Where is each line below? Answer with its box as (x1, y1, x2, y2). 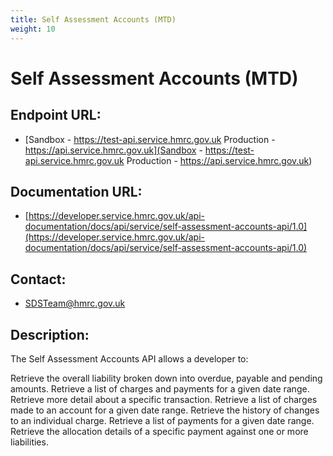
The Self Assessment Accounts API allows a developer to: (10, 352, 249, 365)
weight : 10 (10, 24, 56, 34)
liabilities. (10, 436, 49, 448)
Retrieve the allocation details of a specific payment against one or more (10, 425, 309, 437)
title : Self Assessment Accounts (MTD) (10, 14, 177, 25)
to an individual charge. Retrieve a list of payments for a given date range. (10, 414, 315, 426)
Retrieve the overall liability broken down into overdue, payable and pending (10, 372, 323, 384)
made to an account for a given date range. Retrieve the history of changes (10, 404, 320, 416)
